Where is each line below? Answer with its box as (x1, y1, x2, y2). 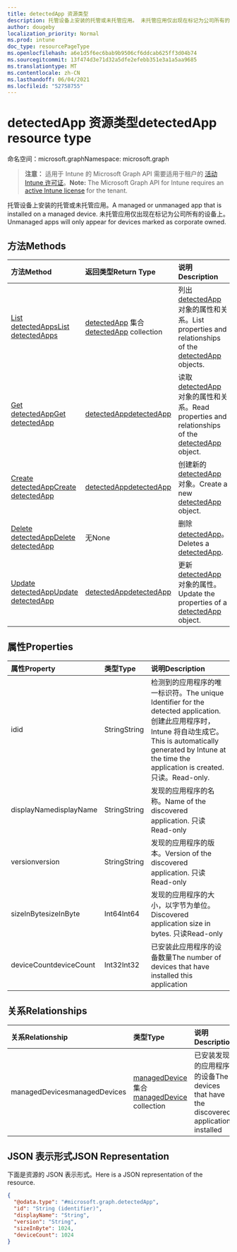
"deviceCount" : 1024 (13, 1232, 74, 1239)
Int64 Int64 (104, 908, 140, 918)
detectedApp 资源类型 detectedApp (7, 115, 217, 131)
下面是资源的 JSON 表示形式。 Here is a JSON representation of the (7, 1170, 203, 1179)
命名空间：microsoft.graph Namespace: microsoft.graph (7, 154, 169, 163)
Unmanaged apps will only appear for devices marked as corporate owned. (7, 218, 226, 226)
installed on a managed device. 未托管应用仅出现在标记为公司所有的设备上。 (7, 209, 229, 219)
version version (11, 856, 60, 866)
